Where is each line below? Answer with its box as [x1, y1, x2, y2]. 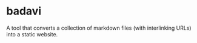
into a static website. [6, 30, 58, 38]
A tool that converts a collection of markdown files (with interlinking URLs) [6, 24, 192, 31]
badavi [6, 4, 41, 18]
